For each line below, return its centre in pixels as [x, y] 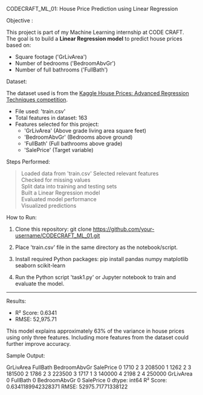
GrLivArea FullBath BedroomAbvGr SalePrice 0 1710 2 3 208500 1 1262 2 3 [99, 367]
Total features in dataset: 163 [51, 118]
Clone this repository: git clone [53, 229]
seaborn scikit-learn [40, 265]
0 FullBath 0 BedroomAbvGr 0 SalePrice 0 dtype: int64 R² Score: [87, 380]
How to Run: [22, 217]
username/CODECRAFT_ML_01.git [57, 235]
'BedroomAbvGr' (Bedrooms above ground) [78, 137]
